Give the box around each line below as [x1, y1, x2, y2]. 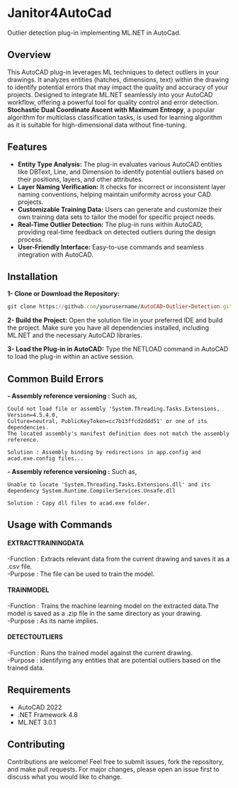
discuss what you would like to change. [7, 772, 123, 781]
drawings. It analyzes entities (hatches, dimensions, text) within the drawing [7, 75, 229, 84]
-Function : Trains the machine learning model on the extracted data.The [7, 601, 220, 610]
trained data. [7, 664, 45, 672]
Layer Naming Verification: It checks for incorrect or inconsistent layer [17, 182, 226, 191]
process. [17, 235, 44, 244]
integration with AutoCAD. [17, 250, 93, 259]
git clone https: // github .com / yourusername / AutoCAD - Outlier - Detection [7, 303, 220, 310]
